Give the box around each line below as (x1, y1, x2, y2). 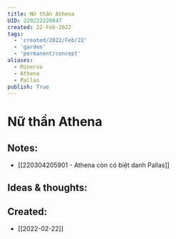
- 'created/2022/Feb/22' (14, 37, 88, 44)
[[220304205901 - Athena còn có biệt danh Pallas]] (17, 161, 170, 169)
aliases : (7, 57, 33, 64)
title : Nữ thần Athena (7, 10, 75, 18)
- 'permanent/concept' (14, 51, 81, 58)
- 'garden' (14, 43, 46, 51)
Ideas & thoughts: (7, 181, 88, 193)
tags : (7, 30, 24, 38)
